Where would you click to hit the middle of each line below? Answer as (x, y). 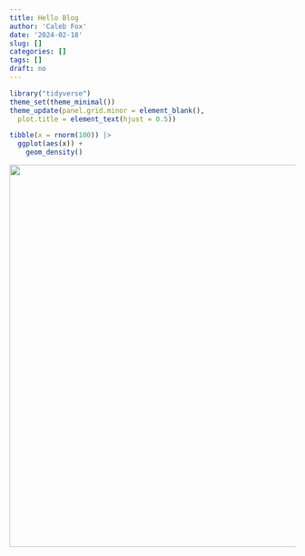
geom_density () (54, 152)
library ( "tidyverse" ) (50, 93)
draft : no (28, 69)
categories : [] (38, 52)
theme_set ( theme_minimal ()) (63, 102)
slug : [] (26, 43)
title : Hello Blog (44, 18)
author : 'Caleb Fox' (49, 26)
